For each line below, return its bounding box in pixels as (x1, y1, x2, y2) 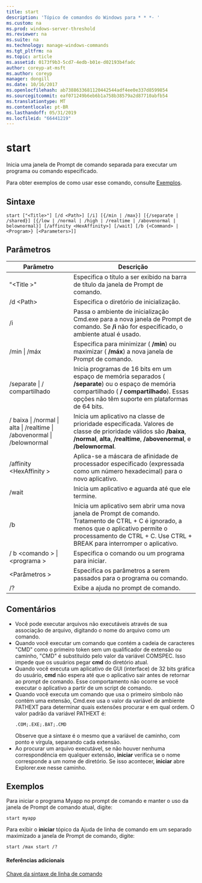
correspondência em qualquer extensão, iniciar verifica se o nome (14, 751, 180, 758)
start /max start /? (6, 844, 58, 850)
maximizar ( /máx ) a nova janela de (73, 347, 173, 355)
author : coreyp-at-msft (6, 64, 66, 71)
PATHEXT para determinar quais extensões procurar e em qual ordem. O (14, 703, 195, 711)
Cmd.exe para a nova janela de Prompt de (73, 314, 192, 323)
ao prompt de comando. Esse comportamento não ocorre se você (14, 678, 179, 685)
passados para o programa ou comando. (73, 573, 188, 582)
